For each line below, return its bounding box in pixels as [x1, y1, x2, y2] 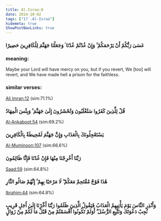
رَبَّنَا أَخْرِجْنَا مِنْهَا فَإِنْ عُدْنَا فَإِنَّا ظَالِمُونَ [5, 155, 81, 162]
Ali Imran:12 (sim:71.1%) [5, 95, 53, 101]
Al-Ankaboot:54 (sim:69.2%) [5, 119, 64, 125]
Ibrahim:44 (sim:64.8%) [5, 189, 54, 195]
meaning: [5, 55, 29, 62]
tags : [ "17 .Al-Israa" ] [5, 16, 55, 21]
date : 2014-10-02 [5, 12, 41, 17]
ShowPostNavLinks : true [5, 26, 55, 31]
